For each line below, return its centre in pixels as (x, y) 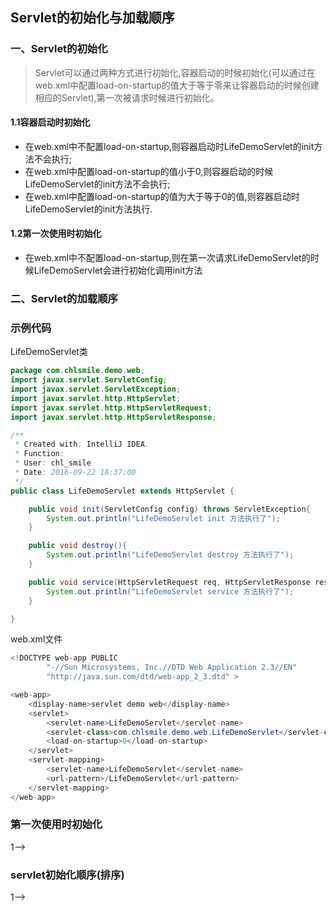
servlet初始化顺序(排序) (67, 875)
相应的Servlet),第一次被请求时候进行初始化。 (127, 97)
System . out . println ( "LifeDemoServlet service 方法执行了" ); (170, 591)
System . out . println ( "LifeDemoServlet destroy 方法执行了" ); (170, 555)
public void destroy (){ (78, 546)
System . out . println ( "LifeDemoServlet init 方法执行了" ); (163, 518)
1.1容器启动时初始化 (50, 122)
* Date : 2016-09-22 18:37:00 (75, 473)
